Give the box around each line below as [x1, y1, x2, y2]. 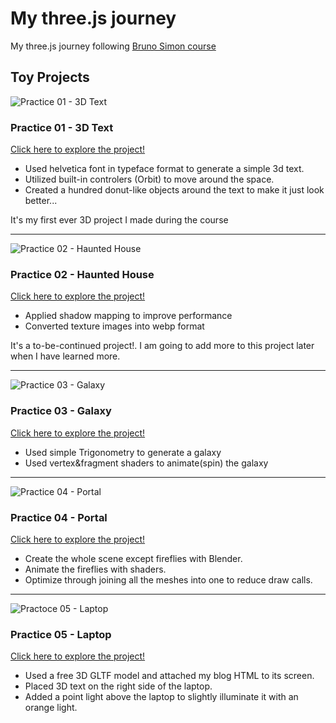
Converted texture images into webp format [24, 320, 205, 332]
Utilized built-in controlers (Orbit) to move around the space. [24, 173, 275, 186]
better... [24, 195, 58, 207]
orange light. [24, 702, 78, 714]
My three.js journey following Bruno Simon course [10, 40, 217, 52]
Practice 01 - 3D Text [10, 120, 114, 134]
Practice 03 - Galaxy [10, 404, 112, 418]
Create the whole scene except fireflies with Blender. [24, 552, 243, 564]
